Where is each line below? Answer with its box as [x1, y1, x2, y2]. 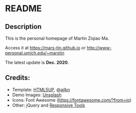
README [5, 3, 42, 14]
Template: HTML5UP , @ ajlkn [12, 87, 70, 92]
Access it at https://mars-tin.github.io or [5, 45, 86, 50]
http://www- [86, 45, 112, 50]
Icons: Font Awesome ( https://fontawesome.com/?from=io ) [12, 97, 132, 103]
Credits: [5, 74, 30, 82]
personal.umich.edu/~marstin [5, 50, 65, 56]
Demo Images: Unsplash [12, 91, 62, 98]
